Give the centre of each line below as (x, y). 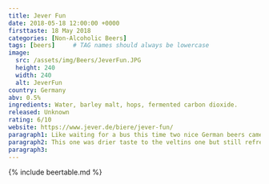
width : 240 (34, 75)
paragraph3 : (28, 150)
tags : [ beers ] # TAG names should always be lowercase (109, 46)
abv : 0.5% (25, 98)
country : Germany (37, 90)
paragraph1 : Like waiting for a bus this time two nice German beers (127, 134)
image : (19, 53)
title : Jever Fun (37, 16)
